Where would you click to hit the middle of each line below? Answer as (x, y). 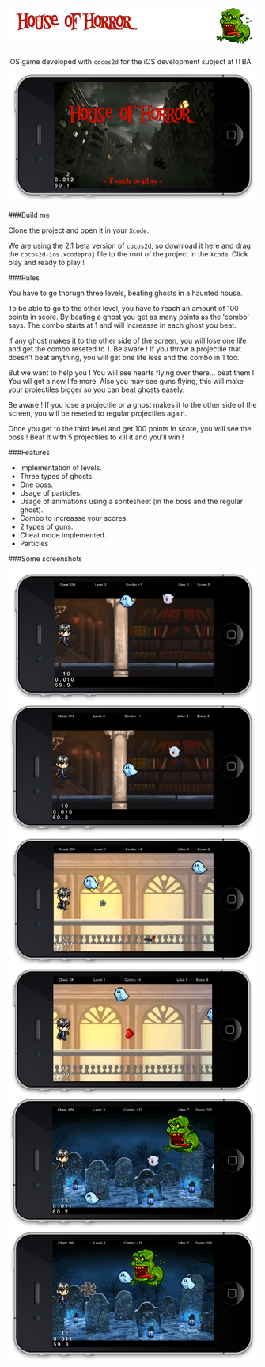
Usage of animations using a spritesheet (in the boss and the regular (131, 501)
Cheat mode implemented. (63, 535)
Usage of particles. (51, 492)
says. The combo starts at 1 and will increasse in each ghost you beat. (123, 325)
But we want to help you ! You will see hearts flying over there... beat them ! (131, 372)
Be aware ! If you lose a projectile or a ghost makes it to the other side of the (132, 404)
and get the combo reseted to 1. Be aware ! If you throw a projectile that (125, 349)
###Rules (24, 277)
